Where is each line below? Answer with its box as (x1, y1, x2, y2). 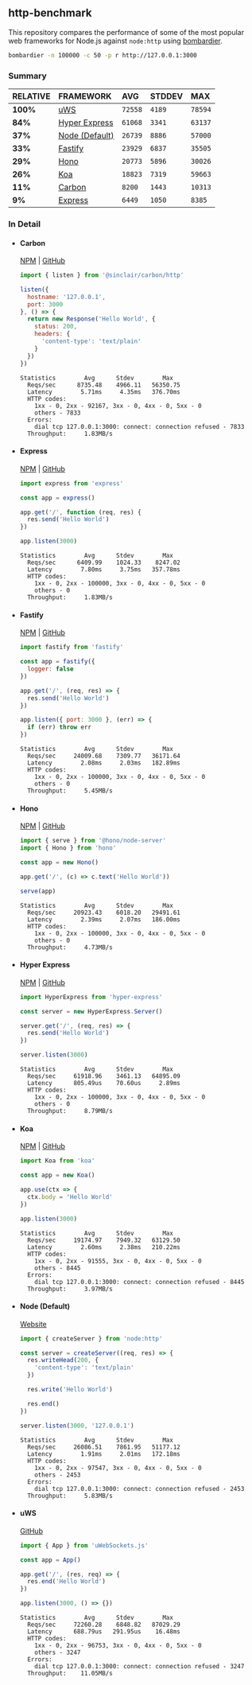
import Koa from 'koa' (19, 1157, 95, 1165)
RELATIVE (12, 91, 51, 102)
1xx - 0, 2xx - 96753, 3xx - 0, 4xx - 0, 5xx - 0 (34, 1642, 202, 1650)
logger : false (27, 665, 74, 673)
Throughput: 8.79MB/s (27, 1107, 113, 1115)
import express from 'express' (19, 479, 124, 488)
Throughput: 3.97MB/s (27, 1285, 113, 1293)
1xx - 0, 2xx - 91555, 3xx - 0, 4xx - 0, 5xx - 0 (34, 1257, 202, 1265)
